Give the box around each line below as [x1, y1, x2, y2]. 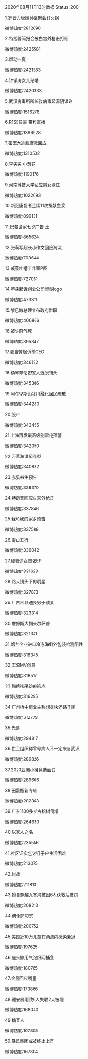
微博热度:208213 [5, 902, 38, 908]
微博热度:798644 [5, 255, 39, 260]
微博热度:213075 [5, 860, 38, 866]
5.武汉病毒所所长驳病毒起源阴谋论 [5, 98, 73, 104]
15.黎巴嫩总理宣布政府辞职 [5, 307, 57, 313]
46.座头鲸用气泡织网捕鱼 [5, 955, 54, 960]
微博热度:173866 [5, 986, 38, 992]
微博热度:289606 [5, 777, 40, 783]
